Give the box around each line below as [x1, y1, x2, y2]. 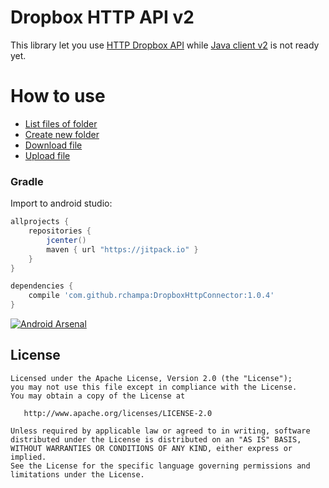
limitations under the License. [10, 469, 145, 480]
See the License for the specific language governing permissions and [10, 461, 311, 471]
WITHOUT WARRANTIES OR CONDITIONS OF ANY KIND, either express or [10, 443, 293, 453]
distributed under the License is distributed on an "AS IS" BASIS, [10, 434, 302, 445]
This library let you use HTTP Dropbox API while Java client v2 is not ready [10, 39, 320, 51]
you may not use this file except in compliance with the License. [10, 382, 298, 392]
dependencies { [10, 281, 74, 291]
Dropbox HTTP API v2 [10, 6, 195, 29]
